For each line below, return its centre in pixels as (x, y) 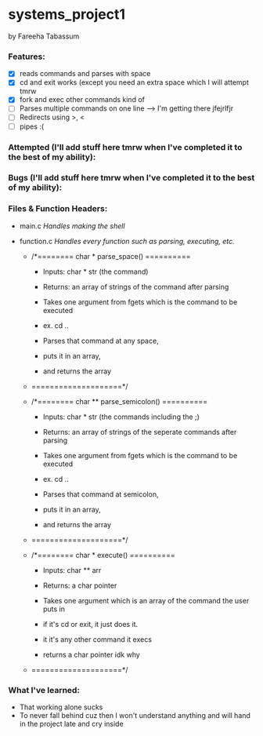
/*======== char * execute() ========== (103, 555)
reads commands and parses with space (85, 74)
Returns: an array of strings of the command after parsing (136, 286)
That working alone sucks (61, 707)
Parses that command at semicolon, (101, 494)
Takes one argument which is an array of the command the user (146, 600)
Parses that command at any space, (101, 341)
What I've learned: (44, 690)
